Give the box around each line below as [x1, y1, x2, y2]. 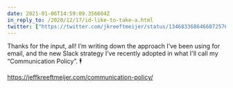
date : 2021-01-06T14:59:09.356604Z [7, 10, 110, 17]
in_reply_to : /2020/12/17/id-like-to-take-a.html [7, 17, 154, 24]
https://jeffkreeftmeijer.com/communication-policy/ [7, 73, 154, 82]
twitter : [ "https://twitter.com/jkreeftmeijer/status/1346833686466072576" [7, 23, 231, 30]
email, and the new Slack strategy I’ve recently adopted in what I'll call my [7, 49, 218, 58]
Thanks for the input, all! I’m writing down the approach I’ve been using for [7, 42, 221, 51]
